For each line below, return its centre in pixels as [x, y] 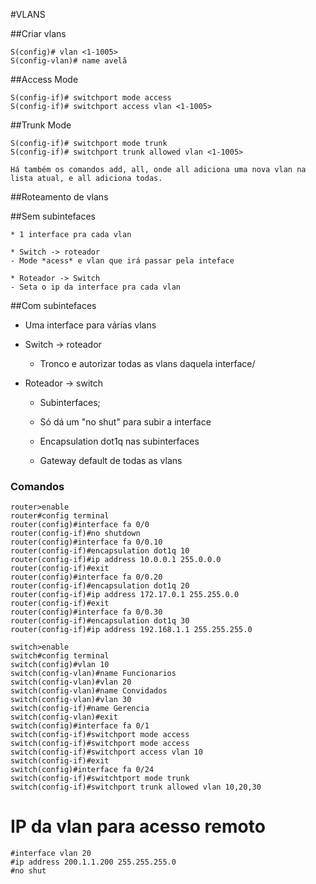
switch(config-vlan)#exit [64, 717]
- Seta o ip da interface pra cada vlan [96, 287]
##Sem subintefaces [53, 216]
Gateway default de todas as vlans [111, 460]
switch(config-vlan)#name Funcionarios [93, 674]
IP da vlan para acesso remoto [138, 826]
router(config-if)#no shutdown [75, 534]
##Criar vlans [38, 33]
